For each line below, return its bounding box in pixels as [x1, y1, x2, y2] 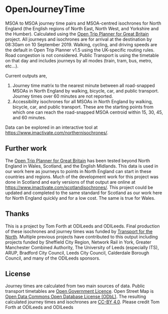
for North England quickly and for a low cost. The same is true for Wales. [5, 195, 155, 201]
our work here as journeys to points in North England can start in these [5, 168, 151, 174]
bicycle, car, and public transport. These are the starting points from [12, 104, 154, 110]
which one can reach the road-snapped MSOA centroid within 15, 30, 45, [12, 109, 163, 115]
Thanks [5, 210, 30, 218]
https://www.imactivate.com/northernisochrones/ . [5, 129, 109, 135]
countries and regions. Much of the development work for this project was [5, 174, 159, 180]
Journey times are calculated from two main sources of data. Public [5, 283, 145, 289]
